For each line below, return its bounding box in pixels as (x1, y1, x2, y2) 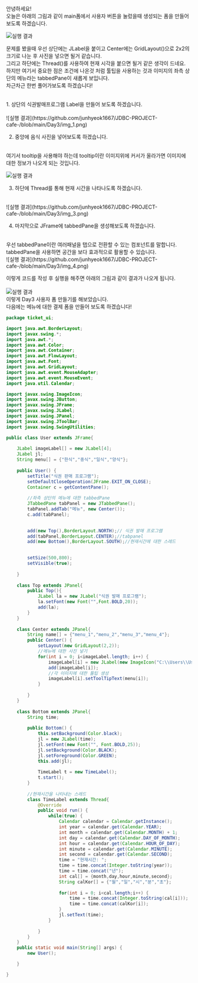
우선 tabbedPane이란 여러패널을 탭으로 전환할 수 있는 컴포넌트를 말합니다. (6, 241, 177, 248)
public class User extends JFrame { (6, 435, 94, 441)
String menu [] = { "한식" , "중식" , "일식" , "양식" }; (16, 457, 128, 463)
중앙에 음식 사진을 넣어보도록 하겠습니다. (14, 134, 108, 140)
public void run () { (37, 808, 88, 813)
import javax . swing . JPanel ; (6, 413, 75, 419)
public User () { (16, 467, 57, 474)
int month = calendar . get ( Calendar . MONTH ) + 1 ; (58, 829, 178, 835)
